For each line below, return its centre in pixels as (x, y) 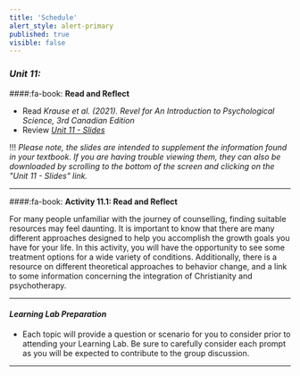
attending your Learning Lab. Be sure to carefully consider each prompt (154, 343)
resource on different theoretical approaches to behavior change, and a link (148, 266)
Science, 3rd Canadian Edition (79, 120)
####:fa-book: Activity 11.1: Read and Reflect (94, 201)
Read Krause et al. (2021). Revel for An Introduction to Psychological (148, 111)
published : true (39, 34)
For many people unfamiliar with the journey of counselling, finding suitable (148, 218)
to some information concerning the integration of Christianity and (131, 276)
